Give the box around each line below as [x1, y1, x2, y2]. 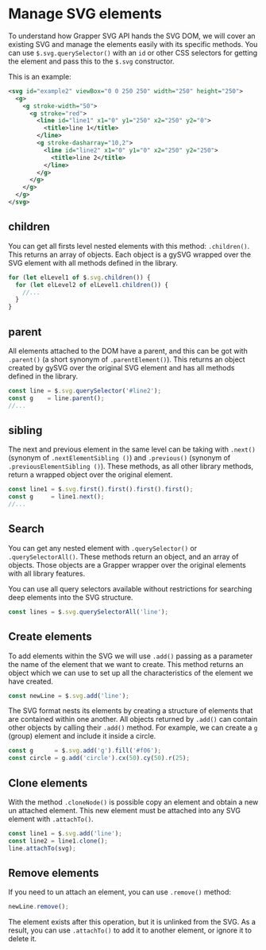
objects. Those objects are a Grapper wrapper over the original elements [8, 560, 246, 569]
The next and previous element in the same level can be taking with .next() [8, 444, 256, 454]
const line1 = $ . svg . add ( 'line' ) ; [8, 829, 123, 837]
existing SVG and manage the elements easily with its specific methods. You [8, 39, 258, 48]
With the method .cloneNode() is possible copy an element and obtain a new [8, 797, 259, 807]
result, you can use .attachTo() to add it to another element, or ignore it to [8, 925, 253, 935]
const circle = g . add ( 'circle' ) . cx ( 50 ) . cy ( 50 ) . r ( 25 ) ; [8, 754, 191, 762]
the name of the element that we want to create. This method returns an [8, 659, 244, 669]
